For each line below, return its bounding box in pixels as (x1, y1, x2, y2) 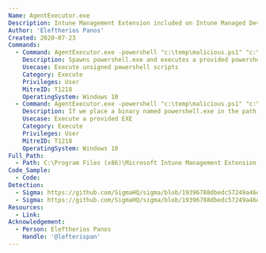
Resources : (8, 203, 44, 211)
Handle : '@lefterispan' (22, 233, 101, 241)
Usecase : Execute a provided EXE (22, 115, 133, 123)
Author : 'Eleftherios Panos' (8, 26, 104, 34)
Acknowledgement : (8, 218, 66, 226)
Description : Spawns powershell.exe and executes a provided (22, 56, 228, 64)
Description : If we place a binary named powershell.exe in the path (22, 108, 257, 116)
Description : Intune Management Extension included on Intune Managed (8, 19, 246, 27)
